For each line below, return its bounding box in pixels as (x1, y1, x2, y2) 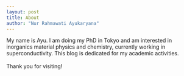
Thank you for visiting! (6, 63, 63, 70)
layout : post (6, 9, 40, 15)
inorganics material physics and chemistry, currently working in (6, 43, 166, 50)
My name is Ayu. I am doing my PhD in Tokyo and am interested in (6, 37, 172, 44)
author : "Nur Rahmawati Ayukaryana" (6, 20, 99, 26)
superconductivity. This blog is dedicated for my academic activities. (6, 50, 179, 57)
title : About (6, 15, 40, 21)
